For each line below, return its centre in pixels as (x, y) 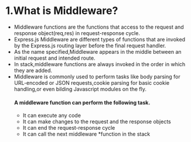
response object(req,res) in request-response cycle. (77, 33)
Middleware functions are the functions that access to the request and (99, 27)
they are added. (33, 70)
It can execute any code (52, 116)
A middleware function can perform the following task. (82, 102)
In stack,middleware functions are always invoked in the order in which (100, 64)
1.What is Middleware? (62, 11)
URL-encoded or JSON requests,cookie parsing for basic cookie (92, 82)
